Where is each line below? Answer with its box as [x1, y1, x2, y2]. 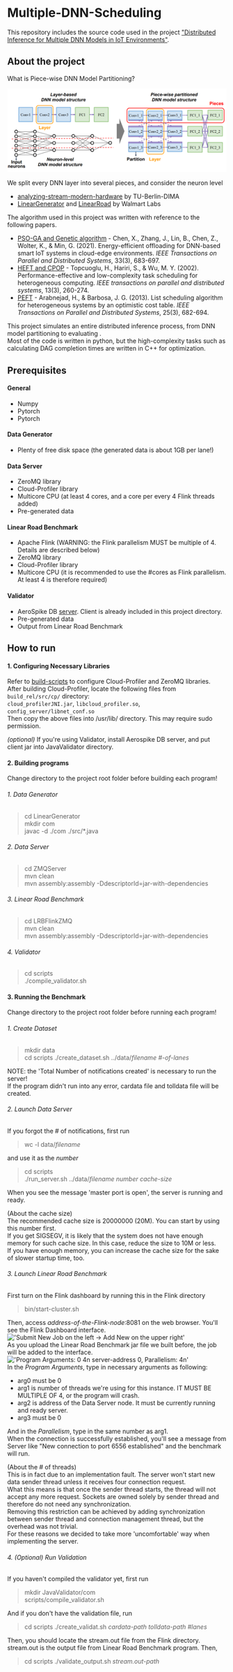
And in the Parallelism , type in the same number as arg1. [7, 1427, 169, 1436]
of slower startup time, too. [7, 1254, 85, 1262]
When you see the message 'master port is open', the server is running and [7, 1188, 223, 1196]
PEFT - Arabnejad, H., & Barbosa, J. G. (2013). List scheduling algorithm [17, 293, 223, 302]
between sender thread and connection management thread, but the [7, 1515, 204, 1523]
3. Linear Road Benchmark [7, 895, 84, 904]
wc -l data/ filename [24, 1140, 81, 1148]
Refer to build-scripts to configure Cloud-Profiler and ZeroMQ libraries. [7, 677, 211, 686]
